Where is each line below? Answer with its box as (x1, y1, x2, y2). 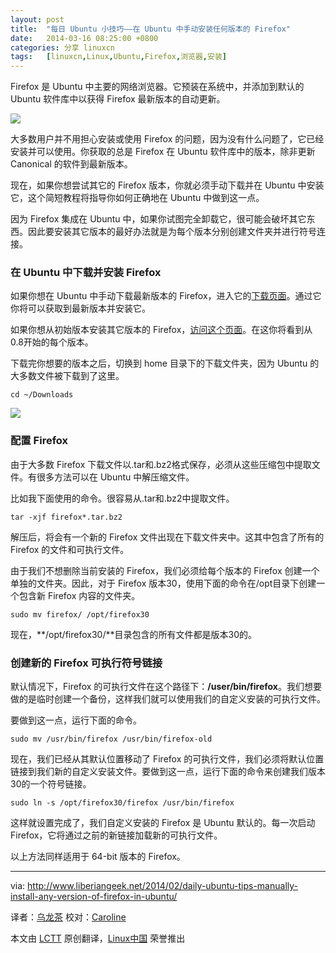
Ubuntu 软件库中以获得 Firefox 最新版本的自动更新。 (10, 93, 226, 105)
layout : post (10, 14, 65, 25)
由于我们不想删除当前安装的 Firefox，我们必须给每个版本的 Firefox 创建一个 (10, 564, 320, 576)
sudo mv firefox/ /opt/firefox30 (10, 609, 150, 620)
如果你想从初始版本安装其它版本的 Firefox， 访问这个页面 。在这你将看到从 (10, 324, 313, 336)
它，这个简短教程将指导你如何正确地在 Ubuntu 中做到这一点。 (10, 192, 265, 204)
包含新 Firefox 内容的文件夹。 (18, 589, 141, 601)
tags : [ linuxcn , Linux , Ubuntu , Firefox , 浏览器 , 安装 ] (10, 52, 227, 62)
